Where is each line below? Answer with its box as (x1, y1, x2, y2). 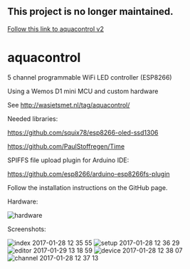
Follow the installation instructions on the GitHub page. (7, 183, 168, 191)
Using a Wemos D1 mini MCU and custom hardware (7, 87, 159, 95)
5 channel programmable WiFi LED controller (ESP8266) (7, 73, 172, 81)
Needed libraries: (7, 114, 58, 123)
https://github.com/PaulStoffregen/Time (7, 142, 125, 150)
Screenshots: (7, 224, 46, 233)
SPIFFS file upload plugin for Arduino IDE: (7, 156, 130, 164)
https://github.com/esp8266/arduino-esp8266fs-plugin (7, 169, 170, 178)
